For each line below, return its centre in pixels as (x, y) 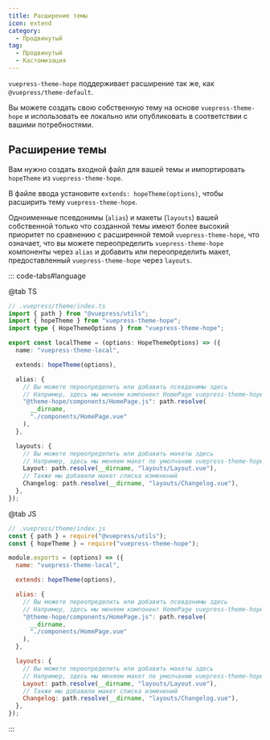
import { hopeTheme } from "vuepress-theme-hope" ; (95, 321)
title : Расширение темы (48, 16)
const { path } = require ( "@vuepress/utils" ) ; (88, 536)
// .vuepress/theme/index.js (57, 528)
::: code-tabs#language (47, 276)
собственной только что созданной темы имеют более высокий (119, 226)
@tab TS (23, 291)
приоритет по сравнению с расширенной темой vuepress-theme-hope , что (134, 235)
